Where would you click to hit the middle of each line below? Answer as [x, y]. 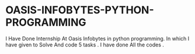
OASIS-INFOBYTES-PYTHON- [80, 10]
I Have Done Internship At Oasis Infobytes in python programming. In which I [97, 38]
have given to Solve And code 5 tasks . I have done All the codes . [85, 45]
